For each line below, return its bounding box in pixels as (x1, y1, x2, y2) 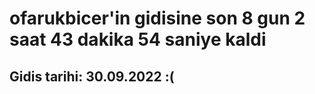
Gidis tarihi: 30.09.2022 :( (9, 68, 175, 85)
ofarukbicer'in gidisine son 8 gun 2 (9, 7, 306, 30)
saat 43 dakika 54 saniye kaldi (9, 28, 267, 51)
